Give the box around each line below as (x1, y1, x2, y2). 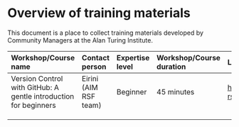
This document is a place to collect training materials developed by (7, 28, 204, 37)
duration (156, 62, 186, 72)
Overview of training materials (7, 5, 191, 21)
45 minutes (156, 87, 195, 96)
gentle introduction (11, 91, 75, 101)
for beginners (11, 100, 56, 110)
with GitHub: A (11, 82, 59, 92)
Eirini (81, 73, 99, 83)
